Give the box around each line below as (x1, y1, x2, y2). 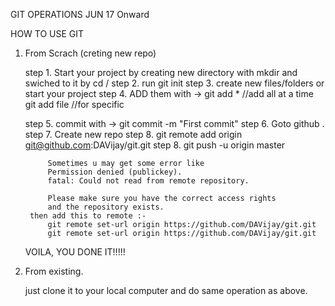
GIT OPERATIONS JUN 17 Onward (10, 9, 150, 20)
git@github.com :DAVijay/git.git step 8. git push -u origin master (24, 139, 286, 151)
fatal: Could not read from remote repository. (47, 176, 250, 186)
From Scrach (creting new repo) (24, 47, 157, 59)
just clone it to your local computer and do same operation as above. (24, 285, 308, 296)
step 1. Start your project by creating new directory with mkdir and (24, 67, 298, 78)
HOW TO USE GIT (10, 28, 85, 39)
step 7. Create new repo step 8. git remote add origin (24, 129, 243, 140)
